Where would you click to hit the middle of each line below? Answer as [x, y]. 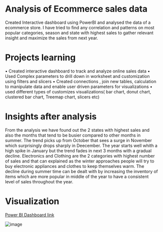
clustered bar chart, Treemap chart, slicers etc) [52, 97]
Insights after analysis [51, 116]
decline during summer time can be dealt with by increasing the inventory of [81, 171]
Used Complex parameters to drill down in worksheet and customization [77, 76]
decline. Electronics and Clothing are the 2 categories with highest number [80, 156]
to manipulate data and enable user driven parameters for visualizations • [79, 87]
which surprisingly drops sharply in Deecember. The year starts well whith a [81, 145]
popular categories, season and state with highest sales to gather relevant [79, 33]
